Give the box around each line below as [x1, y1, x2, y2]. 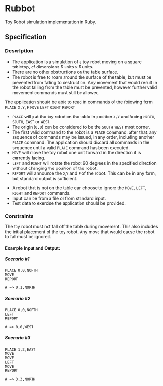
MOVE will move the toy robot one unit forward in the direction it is [12, 150, 141, 155]
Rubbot [5, 3, 35, 14]
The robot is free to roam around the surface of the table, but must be [12, 74, 152, 80]
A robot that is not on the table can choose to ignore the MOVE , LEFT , [12, 185, 147, 191]
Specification [5, 33, 47, 41]
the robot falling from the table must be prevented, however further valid [12, 84, 157, 90]
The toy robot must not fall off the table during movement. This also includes [5, 223, 158, 229]
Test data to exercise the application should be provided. [12, 200, 126, 206]
